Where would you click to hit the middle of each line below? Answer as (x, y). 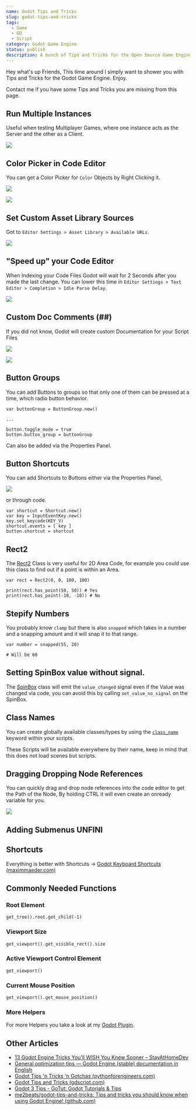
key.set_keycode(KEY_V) (35, 521)
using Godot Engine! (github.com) (55, 1101)
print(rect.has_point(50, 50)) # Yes (52, 591)
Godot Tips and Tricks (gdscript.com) (60, 1082)
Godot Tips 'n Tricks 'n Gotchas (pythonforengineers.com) (85, 1076)
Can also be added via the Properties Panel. (59, 445)
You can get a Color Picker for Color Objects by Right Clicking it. (83, 178)
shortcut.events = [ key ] (39, 526)
